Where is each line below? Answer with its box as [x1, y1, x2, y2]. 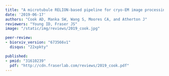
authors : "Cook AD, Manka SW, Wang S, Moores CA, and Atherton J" [5, 17, 147, 22]
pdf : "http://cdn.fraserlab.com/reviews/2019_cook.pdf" [10, 63, 129, 68]
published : [5, 53, 28, 58]
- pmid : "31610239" [5, 58, 46, 63]
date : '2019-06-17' [5, 12, 46, 17]
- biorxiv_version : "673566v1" [5, 40, 71, 45]
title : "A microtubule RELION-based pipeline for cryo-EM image [5, 7, 143, 13]
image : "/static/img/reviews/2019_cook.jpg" [5, 26, 100, 31]
